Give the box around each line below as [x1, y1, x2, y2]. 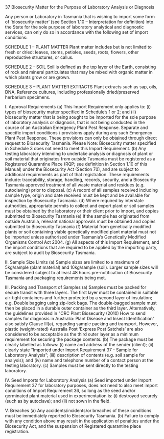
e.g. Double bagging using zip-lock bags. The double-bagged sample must [5, 300, 157, 306]
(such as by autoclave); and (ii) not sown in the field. [5, 398, 111, 404]
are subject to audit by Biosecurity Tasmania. [5, 250, 96, 256]
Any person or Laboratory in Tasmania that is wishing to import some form [5, 14, 155, 19]
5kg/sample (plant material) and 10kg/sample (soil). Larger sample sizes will [5, 264, 158, 270]
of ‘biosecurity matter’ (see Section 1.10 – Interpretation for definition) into [5, 19, 154, 25]
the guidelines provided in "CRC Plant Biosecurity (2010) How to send [5, 310, 146, 316]
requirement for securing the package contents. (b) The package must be [5, 336, 154, 342]
